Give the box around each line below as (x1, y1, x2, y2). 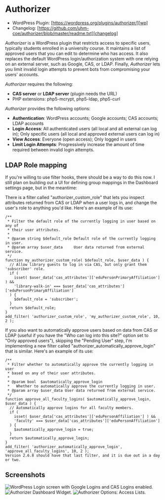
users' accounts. (5, 71, 40, 77)
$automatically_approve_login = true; (14, 427, 94, 432)
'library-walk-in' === (14, 284, 61, 289)
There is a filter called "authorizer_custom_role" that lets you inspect (5, 194, 145, 200)
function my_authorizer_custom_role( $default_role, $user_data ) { (5, 257, 149, 263)
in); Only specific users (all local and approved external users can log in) (12, 131, 160, 137)
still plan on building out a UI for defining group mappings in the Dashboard (5, 179, 158, 185)
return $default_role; (9, 305, 56, 310)
